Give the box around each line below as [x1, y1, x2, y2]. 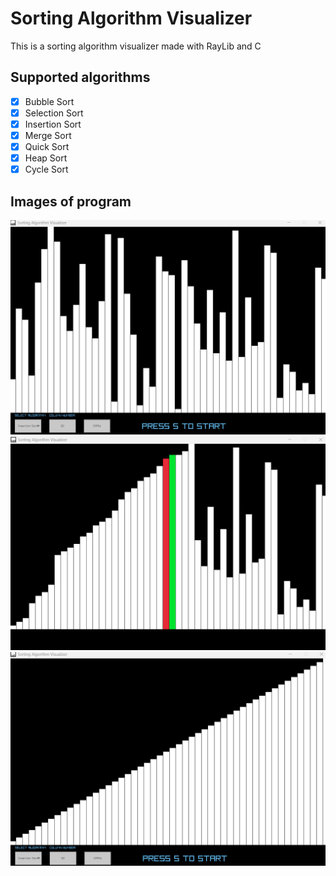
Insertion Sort [24, 118, 82, 130]
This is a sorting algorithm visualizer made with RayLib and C [10, 40, 262, 52]
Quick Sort [24, 141, 70, 152]
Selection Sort [24, 107, 84, 119]
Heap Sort [24, 152, 68, 164]
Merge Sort [24, 129, 72, 141]
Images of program [10, 193, 132, 210]
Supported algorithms [10, 69, 151, 86]
